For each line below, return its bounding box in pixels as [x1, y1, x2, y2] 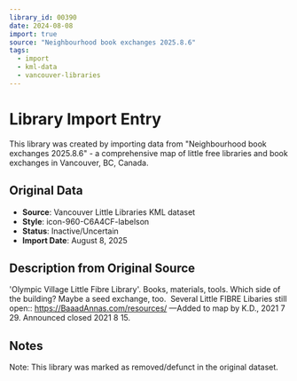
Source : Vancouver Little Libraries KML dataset [21, 206, 196, 218]
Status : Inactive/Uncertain [21, 226, 120, 236]
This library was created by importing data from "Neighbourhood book [9, 139, 268, 149]
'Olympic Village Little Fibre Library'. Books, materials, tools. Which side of [9, 284, 281, 295]
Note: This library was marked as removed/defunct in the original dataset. [9, 361, 279, 373]
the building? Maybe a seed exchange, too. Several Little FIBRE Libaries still [9, 294, 287, 305]
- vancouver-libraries [17, 71, 101, 80]
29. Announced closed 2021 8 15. [9, 313, 131, 323]
